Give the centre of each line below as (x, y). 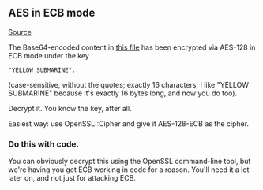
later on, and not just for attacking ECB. (72, 178)
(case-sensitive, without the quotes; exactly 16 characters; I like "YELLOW (129, 84)
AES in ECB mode (52, 13)
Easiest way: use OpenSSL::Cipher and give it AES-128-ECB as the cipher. (129, 123)
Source (20, 32)
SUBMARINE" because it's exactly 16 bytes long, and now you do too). (123, 93)
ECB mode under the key (49, 55)
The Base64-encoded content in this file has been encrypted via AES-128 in (132, 47)
